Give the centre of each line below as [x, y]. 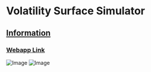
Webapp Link [26, 50]
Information [29, 33]
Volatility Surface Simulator [76, 11]
